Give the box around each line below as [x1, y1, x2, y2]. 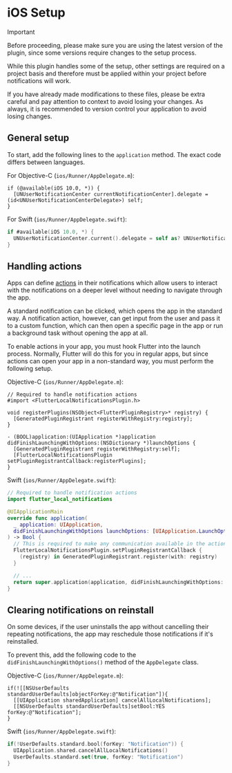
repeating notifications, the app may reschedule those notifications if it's [7, 630, 213, 638]
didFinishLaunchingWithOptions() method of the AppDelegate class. [7, 658, 199, 666]
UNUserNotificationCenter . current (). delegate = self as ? [13, 235, 181, 242]
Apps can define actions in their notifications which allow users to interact [7, 279, 217, 287]
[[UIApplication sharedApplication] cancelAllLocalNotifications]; [13, 697, 212, 704]
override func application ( [7, 514, 88, 522]
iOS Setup [7, 5, 66, 21]
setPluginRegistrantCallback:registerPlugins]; [7, 458, 147, 465]
